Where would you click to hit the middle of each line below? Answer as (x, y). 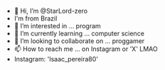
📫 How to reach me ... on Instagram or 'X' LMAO (86, 49)
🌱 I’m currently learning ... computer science (79, 33)
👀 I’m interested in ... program (57, 26)
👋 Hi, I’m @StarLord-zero (50, 11)
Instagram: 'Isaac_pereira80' (56, 59)
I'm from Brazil (36, 18)
